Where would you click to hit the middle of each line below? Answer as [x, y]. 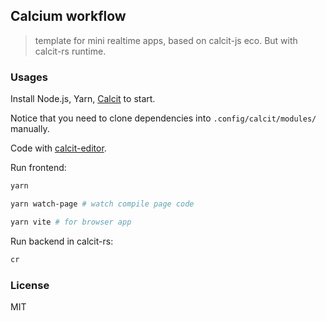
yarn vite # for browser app [71, 222]
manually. [30, 129]
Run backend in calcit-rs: [62, 241]
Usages [29, 77]
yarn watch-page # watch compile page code [102, 204]
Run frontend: [38, 168]
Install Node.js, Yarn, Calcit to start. [83, 99]
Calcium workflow [68, 16]
